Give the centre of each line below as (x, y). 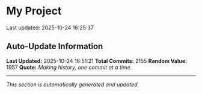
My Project (34, 11)
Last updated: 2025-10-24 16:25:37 (50, 28)
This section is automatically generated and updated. (73, 84)
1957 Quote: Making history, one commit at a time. (69, 67)
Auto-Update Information (55, 46)
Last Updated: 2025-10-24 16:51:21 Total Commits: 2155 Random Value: (97, 60)
